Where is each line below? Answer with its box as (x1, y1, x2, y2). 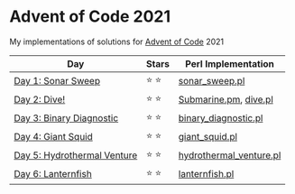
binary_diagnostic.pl (178, 112, 263, 125)
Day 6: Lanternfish (14, 168, 92, 180)
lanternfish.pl (178, 168, 235, 180)
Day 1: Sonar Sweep (14, 75, 101, 88)
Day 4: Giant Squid (14, 131, 93, 143)
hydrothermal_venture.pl (178, 149, 281, 162)
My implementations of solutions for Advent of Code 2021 (9, 36, 225, 47)
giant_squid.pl (178, 131, 237, 143)
